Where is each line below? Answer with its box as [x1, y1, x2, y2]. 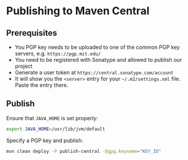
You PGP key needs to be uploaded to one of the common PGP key [14, 43, 180, 51]
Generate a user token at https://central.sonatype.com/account [14, 69, 174, 76]
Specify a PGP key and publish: [6, 137, 84, 144]
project [14, 62, 33, 70]
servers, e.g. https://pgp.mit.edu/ [14, 50, 101, 57]
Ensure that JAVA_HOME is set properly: [6, 114, 98, 121]
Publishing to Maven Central [6, 4, 150, 18]
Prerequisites [6, 28, 57, 38]
